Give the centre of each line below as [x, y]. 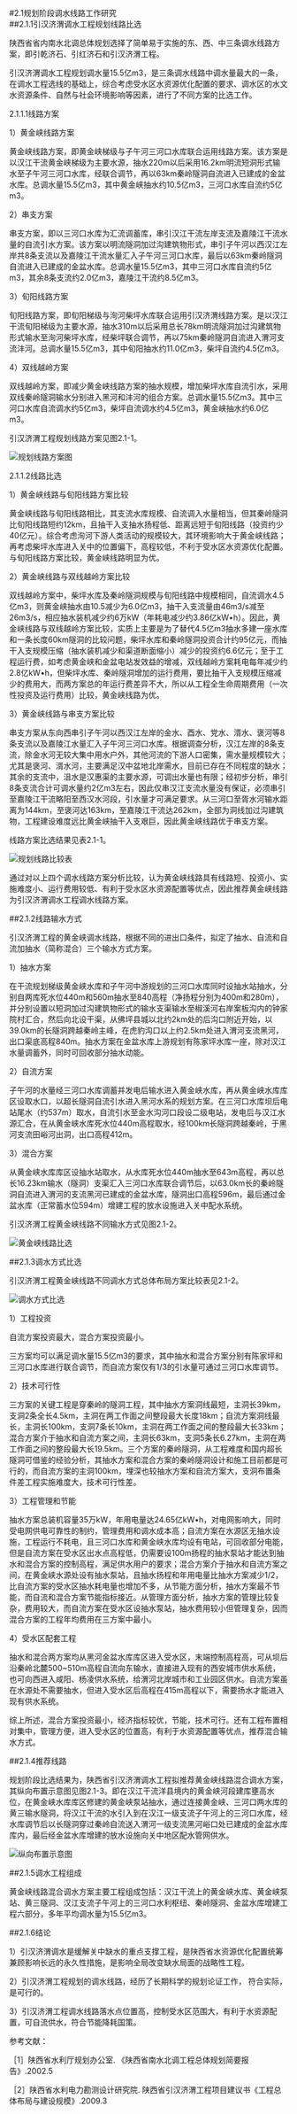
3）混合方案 [31, 1153]
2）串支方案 [31, 214]
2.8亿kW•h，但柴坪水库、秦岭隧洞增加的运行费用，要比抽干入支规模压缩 [141, 673]
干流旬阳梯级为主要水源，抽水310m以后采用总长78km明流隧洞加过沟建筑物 [145, 326]
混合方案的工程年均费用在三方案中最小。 [83, 1619]
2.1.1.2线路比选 [35, 476]
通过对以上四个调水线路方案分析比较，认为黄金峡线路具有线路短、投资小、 [145, 878]
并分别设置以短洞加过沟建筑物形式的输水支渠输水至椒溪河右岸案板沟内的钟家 [148, 1008]
